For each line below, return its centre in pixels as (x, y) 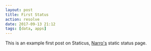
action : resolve (22, 19)
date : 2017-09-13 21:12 (31, 24)
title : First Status (27, 15)
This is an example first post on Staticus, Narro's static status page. (76, 43)
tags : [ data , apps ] (26, 29)
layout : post (19, 10)
